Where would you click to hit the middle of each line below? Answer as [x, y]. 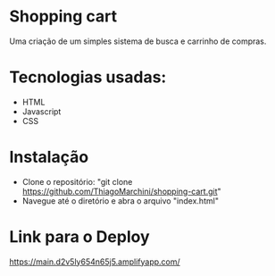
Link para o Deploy [79, 237]
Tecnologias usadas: [88, 77]
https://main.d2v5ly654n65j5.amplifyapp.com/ [95, 262]
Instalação [49, 157]
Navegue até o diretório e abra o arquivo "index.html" [120, 201]
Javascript [42, 111]
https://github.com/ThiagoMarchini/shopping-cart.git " [121, 191]
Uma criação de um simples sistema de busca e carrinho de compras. [138, 41]
